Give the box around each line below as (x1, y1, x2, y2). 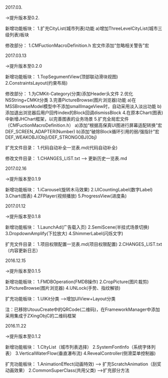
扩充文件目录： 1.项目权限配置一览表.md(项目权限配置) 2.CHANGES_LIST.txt (5, 241, 162, 247)
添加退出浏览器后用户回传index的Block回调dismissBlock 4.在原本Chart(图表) (5, 110, 163, 116)
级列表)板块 (5, 32, 29, 37)
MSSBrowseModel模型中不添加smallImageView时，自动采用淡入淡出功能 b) (5, 103, 162, 109)
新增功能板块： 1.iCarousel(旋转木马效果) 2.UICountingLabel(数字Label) (5, 187, 153, 192)
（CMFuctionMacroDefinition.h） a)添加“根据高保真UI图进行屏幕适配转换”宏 (5, 122, 162, 128)
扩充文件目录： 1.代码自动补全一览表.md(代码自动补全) (5, 145, 118, 150)
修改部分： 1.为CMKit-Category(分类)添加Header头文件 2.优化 (5, 91, 133, 96)
